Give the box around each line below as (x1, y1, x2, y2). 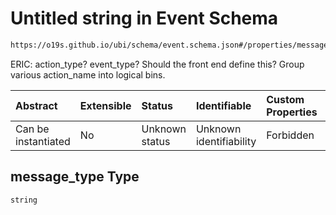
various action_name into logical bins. (10, 68, 166, 81)
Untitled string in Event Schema (10, 7, 279, 30)
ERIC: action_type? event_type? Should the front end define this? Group (10, 58, 305, 70)
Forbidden (266, 128, 315, 142)
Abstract (15, 98, 58, 112)
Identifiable (195, 98, 252, 112)
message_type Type (10, 168, 140, 186)
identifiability (195, 134, 257, 148)
